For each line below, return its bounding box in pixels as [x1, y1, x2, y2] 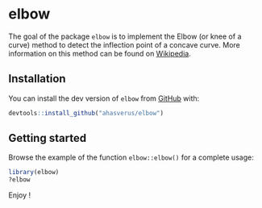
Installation [8, 72, 66, 85]
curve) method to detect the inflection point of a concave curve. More [8, 40, 240, 49]
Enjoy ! [8, 190, 31, 200]
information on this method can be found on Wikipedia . [8, 48, 191, 58]
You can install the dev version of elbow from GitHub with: [8, 94, 200, 103]
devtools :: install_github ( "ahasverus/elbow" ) [8, 109, 164, 117]
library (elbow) [8, 168, 60, 177]
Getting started [8, 131, 87, 145]
